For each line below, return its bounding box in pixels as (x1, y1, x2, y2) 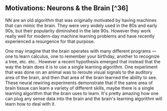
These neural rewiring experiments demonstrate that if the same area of (5, 80, 153, 86)
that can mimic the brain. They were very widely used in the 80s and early (5, 22, 158, 28)
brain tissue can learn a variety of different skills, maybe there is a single (5, 85, 154, 91)
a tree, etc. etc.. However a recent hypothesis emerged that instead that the (5, 58, 161, 64)
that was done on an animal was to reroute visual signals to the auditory (5, 69, 153, 75)
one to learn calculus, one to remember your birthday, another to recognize (5, 53, 160, 59)
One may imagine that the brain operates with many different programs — (5, 48, 157, 54)
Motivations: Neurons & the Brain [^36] (5, 4, 129, 12)
